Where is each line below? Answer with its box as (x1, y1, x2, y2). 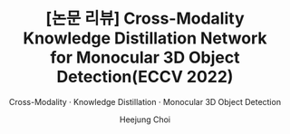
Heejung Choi (119, 114, 171, 125)
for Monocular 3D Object (50, 47, 240, 68)
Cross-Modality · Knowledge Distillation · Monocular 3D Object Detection (9, 96, 281, 107)
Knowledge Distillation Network (23, 28, 267, 49)
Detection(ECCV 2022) (56, 67, 234, 87)
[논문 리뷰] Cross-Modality (45, 8, 245, 29)
